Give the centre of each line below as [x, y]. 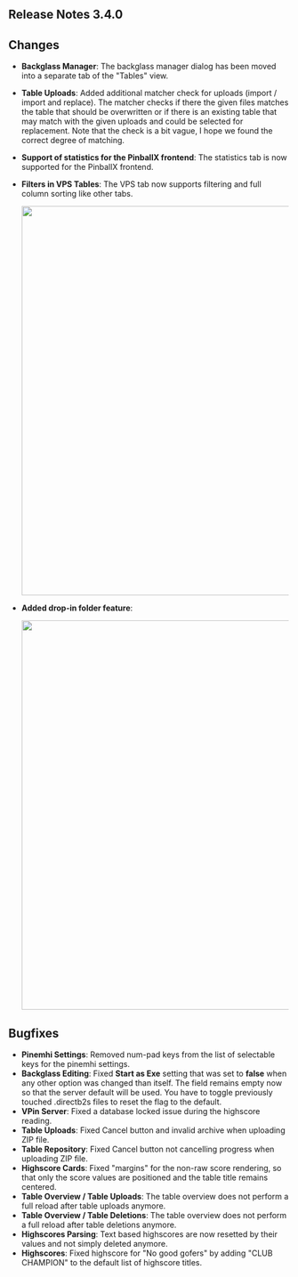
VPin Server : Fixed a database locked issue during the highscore [141, 1111]
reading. [36, 1121]
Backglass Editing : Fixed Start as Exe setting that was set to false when [154, 1074]
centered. [39, 1187]
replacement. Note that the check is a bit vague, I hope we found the [147, 131]
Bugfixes [34, 1033]
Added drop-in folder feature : [77, 608]
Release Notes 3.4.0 [66, 15]
